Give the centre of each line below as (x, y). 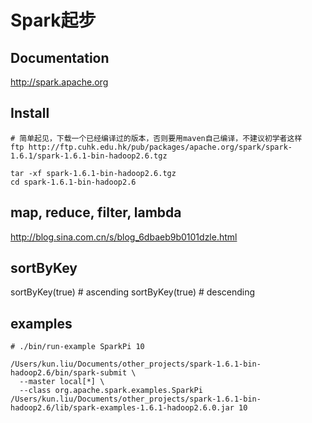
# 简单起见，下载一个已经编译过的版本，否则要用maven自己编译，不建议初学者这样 (156, 138)
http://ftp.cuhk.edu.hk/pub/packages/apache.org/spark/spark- (160, 147)
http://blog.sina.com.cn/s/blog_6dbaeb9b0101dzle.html (124, 237)
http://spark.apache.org (59, 82)
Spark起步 (53, 20)
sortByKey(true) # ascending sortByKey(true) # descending (133, 292)
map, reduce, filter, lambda (96, 212)
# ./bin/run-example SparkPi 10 (77, 347)
